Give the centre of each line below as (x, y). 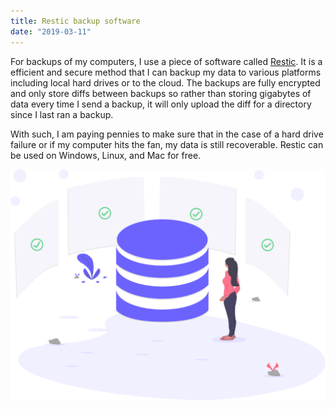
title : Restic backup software (75, 21)
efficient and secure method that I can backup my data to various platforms (166, 72)
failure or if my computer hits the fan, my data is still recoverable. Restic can (167, 144)
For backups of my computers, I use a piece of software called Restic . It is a (166, 61)
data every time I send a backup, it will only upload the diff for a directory (161, 104)
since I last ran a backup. (62, 114)
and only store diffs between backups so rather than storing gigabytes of (161, 93)
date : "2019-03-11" (51, 31)
